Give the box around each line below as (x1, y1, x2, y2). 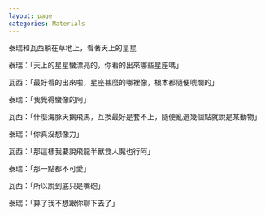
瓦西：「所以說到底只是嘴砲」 (8, 180, 105, 191)
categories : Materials (8, 19, 85, 28)
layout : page (8, 11, 53, 20)
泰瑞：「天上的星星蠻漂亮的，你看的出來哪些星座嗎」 (8, 60, 183, 70)
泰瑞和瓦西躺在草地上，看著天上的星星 (8, 42, 137, 53)
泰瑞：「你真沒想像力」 (8, 129, 84, 139)
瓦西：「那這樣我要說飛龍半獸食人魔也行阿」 (8, 146, 154, 156)
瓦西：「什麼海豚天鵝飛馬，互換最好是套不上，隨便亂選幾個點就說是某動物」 (8, 111, 262, 122)
